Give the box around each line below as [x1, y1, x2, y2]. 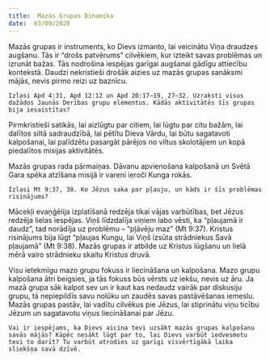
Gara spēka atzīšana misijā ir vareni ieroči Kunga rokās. [8, 170, 192, 179]
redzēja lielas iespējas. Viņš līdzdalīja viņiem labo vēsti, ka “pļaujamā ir [8, 215, 244, 225]
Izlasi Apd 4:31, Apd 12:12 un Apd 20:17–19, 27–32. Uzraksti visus [8, 91, 244, 99]
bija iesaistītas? [8, 106, 70, 114]
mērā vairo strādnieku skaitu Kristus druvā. [8, 250, 152, 259]
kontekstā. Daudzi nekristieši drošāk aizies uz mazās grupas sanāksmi [8, 67, 243, 77]
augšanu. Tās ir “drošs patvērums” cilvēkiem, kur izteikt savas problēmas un [8, 50, 263, 60]
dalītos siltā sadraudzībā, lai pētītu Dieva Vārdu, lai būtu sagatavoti [8, 128, 230, 138]
